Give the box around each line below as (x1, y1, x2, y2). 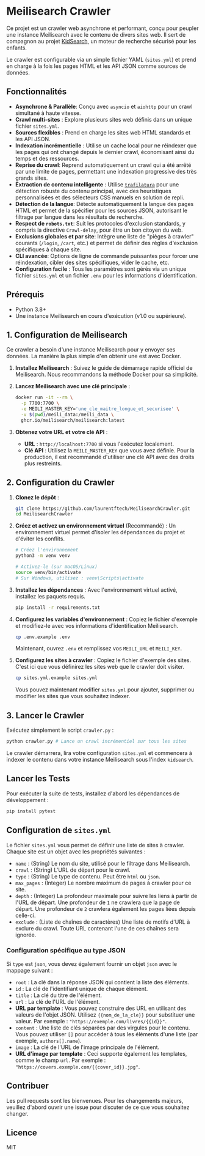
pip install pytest (6, 808, 56, 814)
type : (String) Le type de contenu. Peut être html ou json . (15, 872, 160, 880)
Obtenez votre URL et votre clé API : (15, 428, 108, 435)
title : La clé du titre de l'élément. (15, 992, 103, 999)
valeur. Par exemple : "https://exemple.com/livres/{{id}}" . (15, 1017, 167, 1025)
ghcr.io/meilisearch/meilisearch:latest (21, 417, 125, 423)
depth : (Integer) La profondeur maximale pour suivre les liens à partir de (15, 892, 198, 899)
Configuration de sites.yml (6, 825, 112, 836)
